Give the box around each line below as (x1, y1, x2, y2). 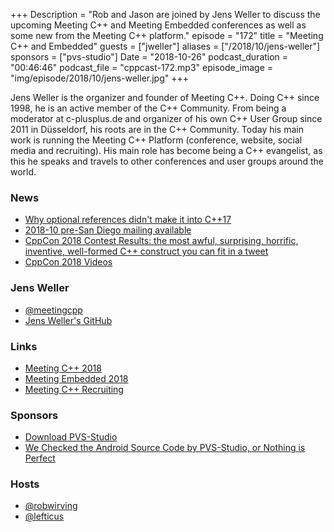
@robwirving (24, 500, 78, 512)
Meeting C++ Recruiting (24, 383, 124, 395)
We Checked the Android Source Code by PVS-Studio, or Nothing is (24, 442, 306, 454)
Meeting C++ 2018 (24, 362, 102, 374)
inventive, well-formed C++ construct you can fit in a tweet (24, 245, 269, 258)
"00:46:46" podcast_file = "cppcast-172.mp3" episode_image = (10, 62, 273, 73)
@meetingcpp (24, 304, 83, 316)
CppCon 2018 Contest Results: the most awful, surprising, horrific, (24, 235, 299, 247)
